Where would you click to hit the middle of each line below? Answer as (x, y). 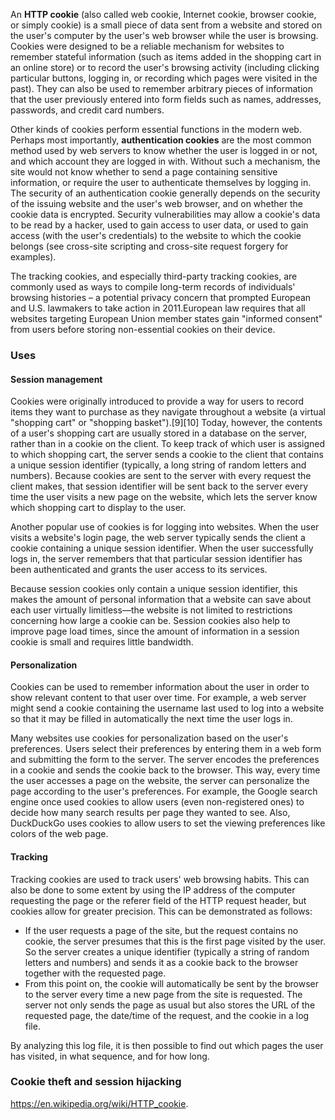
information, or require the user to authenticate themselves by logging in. (161, 182)
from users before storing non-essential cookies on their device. (143, 329)
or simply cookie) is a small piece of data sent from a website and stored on (166, 25)
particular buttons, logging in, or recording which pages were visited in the (164, 78)
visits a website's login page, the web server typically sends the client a (158, 538)
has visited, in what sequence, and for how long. (110, 1056)
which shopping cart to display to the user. (98, 508)
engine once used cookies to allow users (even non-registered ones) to (157, 802)
